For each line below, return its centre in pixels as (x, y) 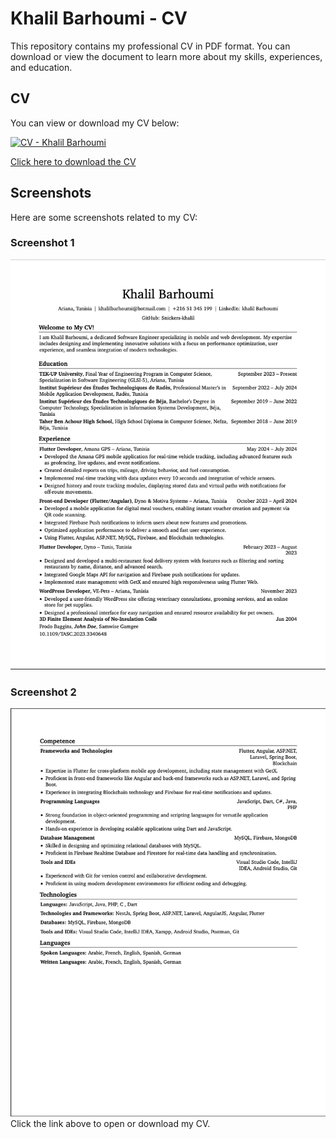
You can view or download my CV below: (95, 123)
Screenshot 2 (43, 692)
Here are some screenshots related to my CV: (104, 217)
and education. (41, 67)
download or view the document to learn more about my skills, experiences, (166, 56)
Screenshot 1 (42, 243)
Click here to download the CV (73, 161)
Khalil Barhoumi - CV (99, 18)
